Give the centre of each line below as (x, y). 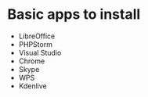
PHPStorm (35, 44)
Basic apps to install (74, 14)
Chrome (32, 61)
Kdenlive (33, 86)
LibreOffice (37, 36)
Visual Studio (40, 52)
